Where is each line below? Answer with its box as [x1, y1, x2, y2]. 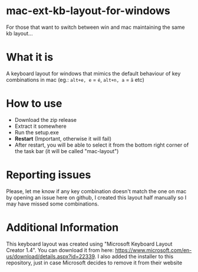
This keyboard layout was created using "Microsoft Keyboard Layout [6, 240, 173, 247]
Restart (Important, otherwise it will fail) [14, 135, 112, 142]
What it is [6, 51, 54, 64]
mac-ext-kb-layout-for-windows [6, 4, 171, 18]
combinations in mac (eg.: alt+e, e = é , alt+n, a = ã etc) [6, 76, 144, 83]
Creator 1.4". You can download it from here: [6, 246, 114, 254]
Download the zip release [14, 116, 77, 123]
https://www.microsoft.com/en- [114, 246, 192, 254]
